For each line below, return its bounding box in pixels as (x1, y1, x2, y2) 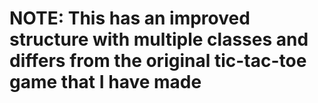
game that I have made (9, 71, 202, 94)
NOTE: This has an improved (9, 7, 251, 30)
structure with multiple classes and (9, 28, 309, 51)
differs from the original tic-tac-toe (9, 50, 307, 72)
